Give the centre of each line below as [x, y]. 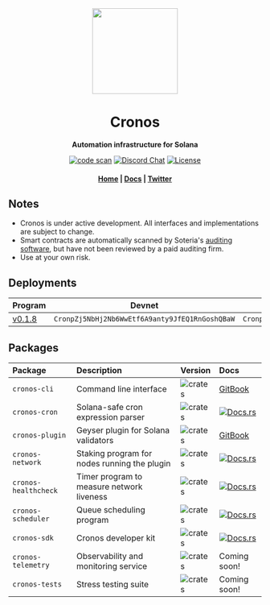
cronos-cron [35, 412]
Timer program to [109, 476]
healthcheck [35, 490]
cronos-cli [33, 389]
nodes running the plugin [123, 463]
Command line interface [121, 388]
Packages [33, 348]
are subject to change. [57, 232]
